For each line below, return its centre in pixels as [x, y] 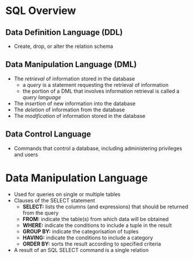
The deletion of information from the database [69, 110]
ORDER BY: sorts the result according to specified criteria [92, 244]
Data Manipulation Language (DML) [71, 64]
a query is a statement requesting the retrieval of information [96, 85]
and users [26, 154]
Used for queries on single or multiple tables [67, 194]
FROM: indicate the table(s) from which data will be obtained [96, 219]
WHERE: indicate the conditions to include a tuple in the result [97, 225]
